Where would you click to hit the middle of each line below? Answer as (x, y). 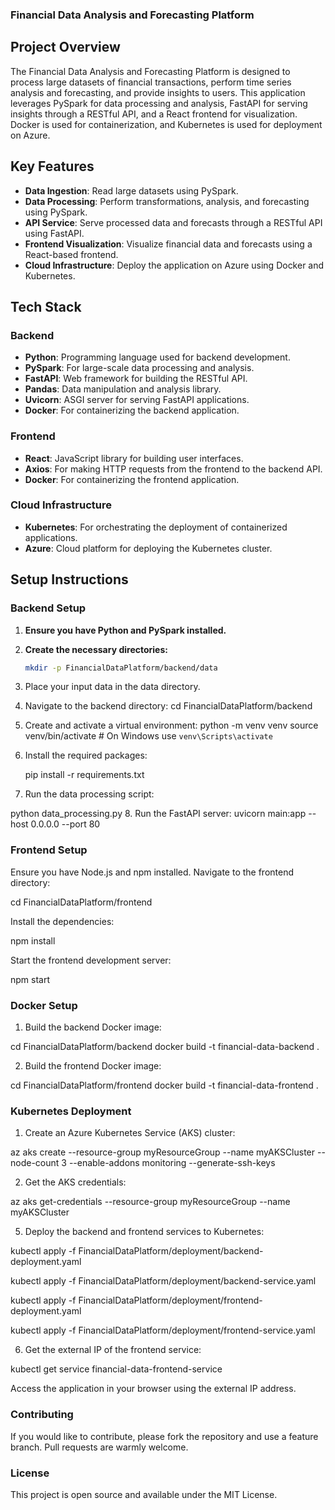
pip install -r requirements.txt (84, 775)
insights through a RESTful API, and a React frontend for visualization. (154, 114)
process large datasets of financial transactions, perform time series (151, 82)
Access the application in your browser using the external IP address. (153, 1389)
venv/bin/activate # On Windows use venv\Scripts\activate (148, 736)
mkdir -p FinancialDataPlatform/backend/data (121, 668)
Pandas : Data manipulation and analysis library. (123, 389)
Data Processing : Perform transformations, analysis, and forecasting (167, 201)
